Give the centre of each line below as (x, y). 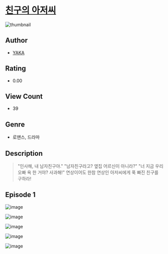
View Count (24, 96)
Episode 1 (21, 195)
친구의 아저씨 (31, 10)
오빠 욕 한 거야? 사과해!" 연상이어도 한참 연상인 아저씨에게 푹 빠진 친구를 (88, 172)
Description (24, 153)
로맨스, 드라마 (26, 137)
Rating (16, 69)
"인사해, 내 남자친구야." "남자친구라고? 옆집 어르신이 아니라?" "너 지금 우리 (90, 166)
